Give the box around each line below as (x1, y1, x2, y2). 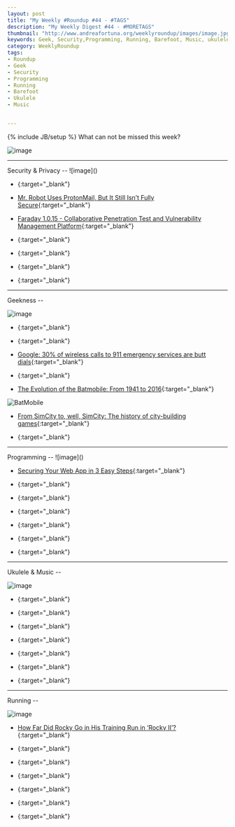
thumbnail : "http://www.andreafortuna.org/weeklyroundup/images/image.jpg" (7, 29, 233, 37)
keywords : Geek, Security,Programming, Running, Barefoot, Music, (7, 36, 205, 43)
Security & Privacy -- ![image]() (7, 166, 98, 175)
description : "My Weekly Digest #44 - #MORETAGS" (7, 23, 155, 30)
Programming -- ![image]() (7, 452, 84, 461)
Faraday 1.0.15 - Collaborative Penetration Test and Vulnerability (17, 214, 201, 222)
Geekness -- (7, 296, 44, 304)
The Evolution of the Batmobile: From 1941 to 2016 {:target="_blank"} (17, 384, 215, 393)
